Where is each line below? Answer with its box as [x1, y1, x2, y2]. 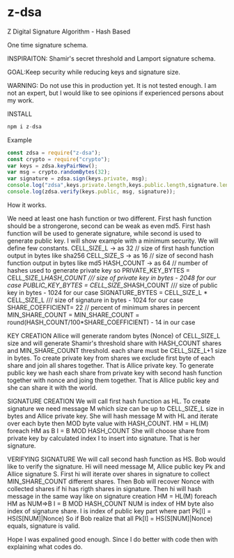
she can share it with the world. [7, 383, 97, 391]
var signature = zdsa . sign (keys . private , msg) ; [7, 175, 148, 182]
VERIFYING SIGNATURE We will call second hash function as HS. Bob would [7, 455, 226, 463]
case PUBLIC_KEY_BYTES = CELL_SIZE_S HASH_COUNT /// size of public [7, 280, 218, 289]
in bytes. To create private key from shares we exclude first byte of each [7, 354, 215, 362]
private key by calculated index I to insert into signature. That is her [7, 434, 201, 442]
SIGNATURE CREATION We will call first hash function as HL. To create [7, 397, 210, 405]
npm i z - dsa [7, 123, 42, 130]
